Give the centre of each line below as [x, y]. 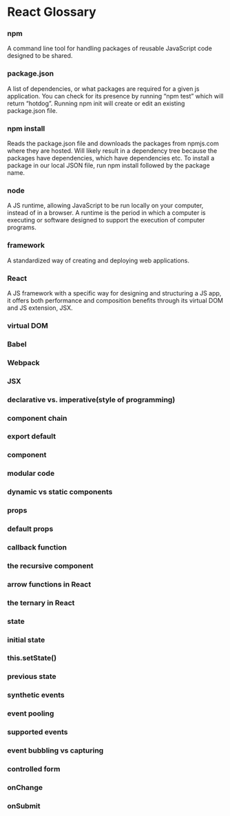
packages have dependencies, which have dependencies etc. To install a [111, 158]
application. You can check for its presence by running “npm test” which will [115, 96]
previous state [32, 677]
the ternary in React [41, 603]
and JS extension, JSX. [40, 308]
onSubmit [24, 806]
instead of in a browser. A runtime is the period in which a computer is [106, 213]
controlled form [34, 769]
